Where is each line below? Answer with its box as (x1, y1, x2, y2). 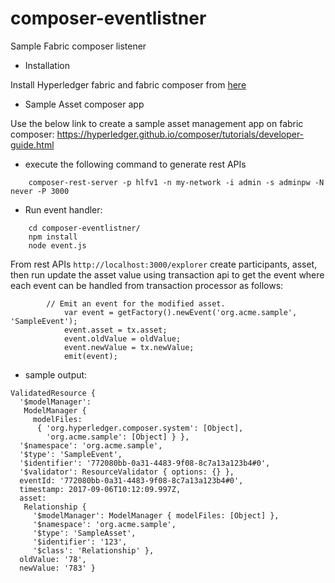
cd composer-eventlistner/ (28, 223, 141, 233)
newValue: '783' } (19, 563, 97, 573)
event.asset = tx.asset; (63, 325, 168, 335)
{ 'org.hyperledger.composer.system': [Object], (36, 423, 244, 433)
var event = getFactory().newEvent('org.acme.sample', (63, 307, 298, 317)
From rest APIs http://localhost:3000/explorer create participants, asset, (10, 258, 318, 270)
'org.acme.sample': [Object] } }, (46, 432, 190, 442)
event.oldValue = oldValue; (63, 333, 182, 344)
